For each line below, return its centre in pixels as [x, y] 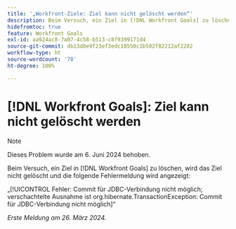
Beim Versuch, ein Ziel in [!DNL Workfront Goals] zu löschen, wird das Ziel [115, 168]
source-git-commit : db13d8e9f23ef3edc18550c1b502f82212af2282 [100, 46]
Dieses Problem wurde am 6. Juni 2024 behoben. [79, 154]
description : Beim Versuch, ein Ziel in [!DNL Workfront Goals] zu [108, 20]
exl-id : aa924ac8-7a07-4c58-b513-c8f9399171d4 [77, 40]
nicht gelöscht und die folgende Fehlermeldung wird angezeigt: [99, 175]
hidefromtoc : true [34, 27]
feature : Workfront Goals [45, 33]
